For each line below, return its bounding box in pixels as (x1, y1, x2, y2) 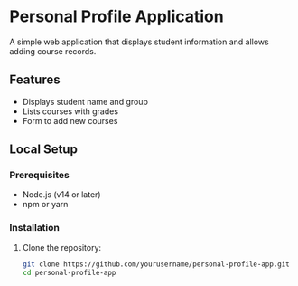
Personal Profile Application (9, 6, 224, 27)
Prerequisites (9, 169, 70, 182)
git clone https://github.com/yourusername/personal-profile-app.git (22, 260, 291, 269)
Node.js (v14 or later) (22, 189, 101, 200)
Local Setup (9, 142, 79, 157)
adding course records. (9, 45, 97, 56)
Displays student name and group (22, 96, 149, 107)
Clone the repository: (22, 242, 102, 253)
